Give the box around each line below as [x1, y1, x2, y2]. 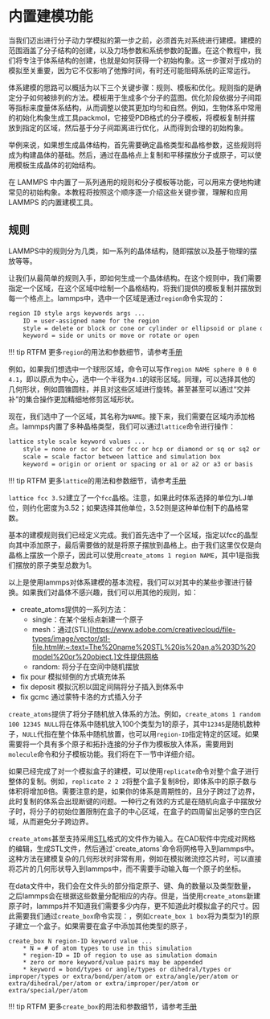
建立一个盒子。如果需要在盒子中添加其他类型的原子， [14, 921, 191, 931]
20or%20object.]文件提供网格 [59, 651, 159, 661]
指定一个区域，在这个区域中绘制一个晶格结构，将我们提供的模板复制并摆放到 [8, 283, 262, 293]
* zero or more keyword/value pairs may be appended [22, 958, 203, 966]
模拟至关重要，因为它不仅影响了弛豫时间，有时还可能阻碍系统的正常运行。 [8, 65, 255, 75]
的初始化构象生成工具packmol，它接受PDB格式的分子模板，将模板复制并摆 [8, 113, 256, 122]
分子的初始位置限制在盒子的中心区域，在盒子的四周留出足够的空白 [35, 806, 255, 816]
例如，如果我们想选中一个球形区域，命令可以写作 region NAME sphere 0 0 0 [8, 364, 257, 374]
